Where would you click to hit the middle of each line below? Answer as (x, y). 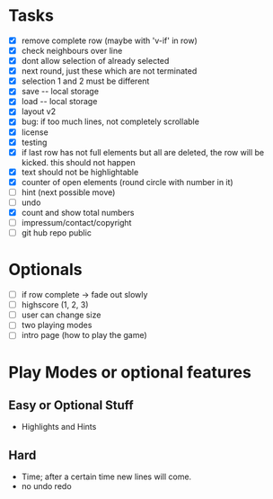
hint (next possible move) (68, 192)
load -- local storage (59, 102)
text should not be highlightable (80, 172)
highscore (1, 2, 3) (55, 305)
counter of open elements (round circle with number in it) (128, 182)
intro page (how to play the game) (84, 335)
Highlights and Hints (59, 427)
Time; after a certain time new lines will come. (106, 477)
